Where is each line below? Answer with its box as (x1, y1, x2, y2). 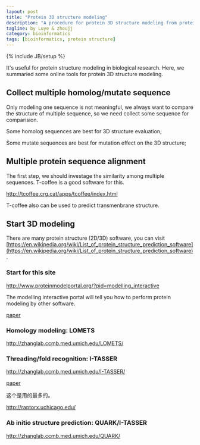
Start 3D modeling (6, 219, 76, 229)
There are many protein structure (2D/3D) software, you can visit (6, 234, 165, 242)
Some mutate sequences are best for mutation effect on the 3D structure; (6, 139, 186, 146)
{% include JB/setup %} (6, 53, 65, 59)
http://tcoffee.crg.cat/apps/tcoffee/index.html (6, 190, 118, 197)
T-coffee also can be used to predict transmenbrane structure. (6, 202, 160, 209)
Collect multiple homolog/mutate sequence (6, 87, 171, 98)
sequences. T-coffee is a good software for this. (6, 178, 125, 186)
